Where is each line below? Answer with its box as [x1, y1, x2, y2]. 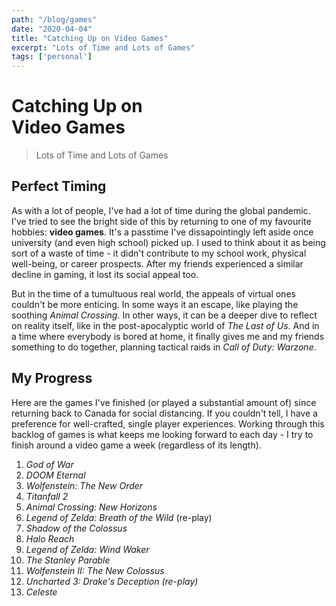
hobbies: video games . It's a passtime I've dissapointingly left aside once [11, 226, 314, 238]
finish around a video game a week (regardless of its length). [11, 439, 262, 451]
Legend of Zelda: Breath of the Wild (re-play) [25, 511, 213, 523]
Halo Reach [25, 532, 75, 545]
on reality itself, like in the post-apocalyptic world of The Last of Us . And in [11, 319, 320, 331]
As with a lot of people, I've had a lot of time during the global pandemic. [11, 204, 311, 216]
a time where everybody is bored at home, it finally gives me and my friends [11, 330, 325, 342]
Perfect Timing [11, 178, 107, 195]
